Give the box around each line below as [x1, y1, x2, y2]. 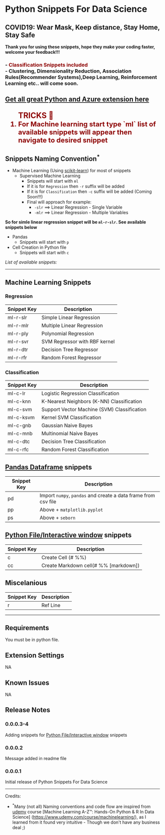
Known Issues [5, 679, 50, 687]
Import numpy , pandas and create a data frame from [39, 492, 156, 499]
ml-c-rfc [7, 446, 29, 453]
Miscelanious [5, 579, 48, 587]
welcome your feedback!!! [5, 49, 60, 55]
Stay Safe [5, 31, 35, 39]
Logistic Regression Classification [41, 390, 119, 397]
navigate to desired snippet [18, 136, 108, 145]
